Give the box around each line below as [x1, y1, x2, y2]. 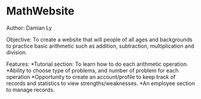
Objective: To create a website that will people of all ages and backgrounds [6, 36, 193, 43]
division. [6, 48, 27, 56]
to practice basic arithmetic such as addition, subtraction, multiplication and [6, 42, 194, 49]
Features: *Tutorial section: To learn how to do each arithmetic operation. [6, 60, 188, 68]
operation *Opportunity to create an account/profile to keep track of [6, 73, 176, 80]
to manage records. [6, 86, 55, 93]
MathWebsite [6, 4, 75, 18]
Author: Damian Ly [6, 24, 52, 31]
